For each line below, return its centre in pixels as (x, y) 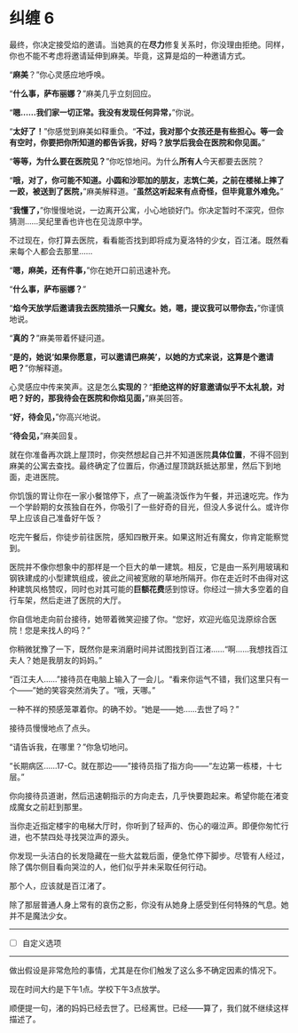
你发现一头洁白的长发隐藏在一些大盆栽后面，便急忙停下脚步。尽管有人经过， (149, 855)
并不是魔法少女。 (40, 916)
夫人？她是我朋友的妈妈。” (56, 660)
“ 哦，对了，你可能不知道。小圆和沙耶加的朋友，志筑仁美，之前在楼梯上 (139, 180)
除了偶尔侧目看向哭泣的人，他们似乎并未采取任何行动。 (110, 867)
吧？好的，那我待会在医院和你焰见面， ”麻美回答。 (98, 397)
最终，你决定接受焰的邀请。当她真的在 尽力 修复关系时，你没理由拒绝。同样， (149, 44)
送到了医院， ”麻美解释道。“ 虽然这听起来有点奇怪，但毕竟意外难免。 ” (161, 191)
